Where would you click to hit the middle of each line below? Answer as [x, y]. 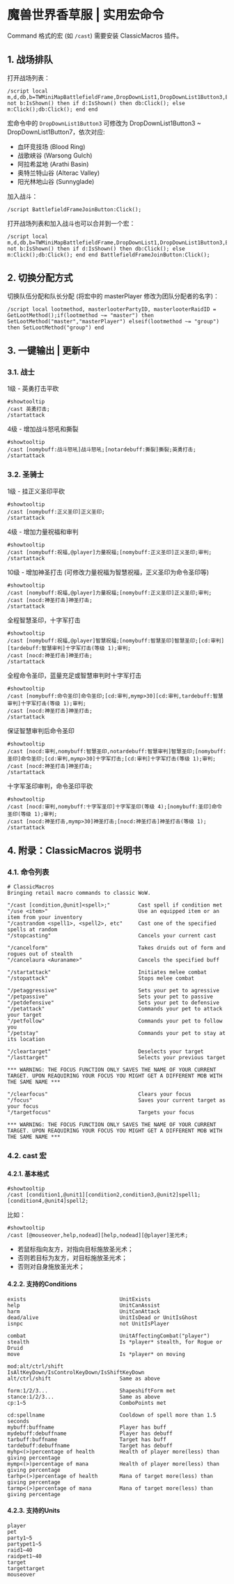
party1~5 [20, 1538]
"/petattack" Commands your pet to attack [115, 1009]
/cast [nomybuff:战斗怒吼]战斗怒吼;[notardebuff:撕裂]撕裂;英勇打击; [102, 450]
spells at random [32, 930]
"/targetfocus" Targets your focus [101, 1113]
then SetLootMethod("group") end [56, 328]
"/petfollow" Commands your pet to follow [115, 1021]
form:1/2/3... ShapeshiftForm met [92, 1391]
